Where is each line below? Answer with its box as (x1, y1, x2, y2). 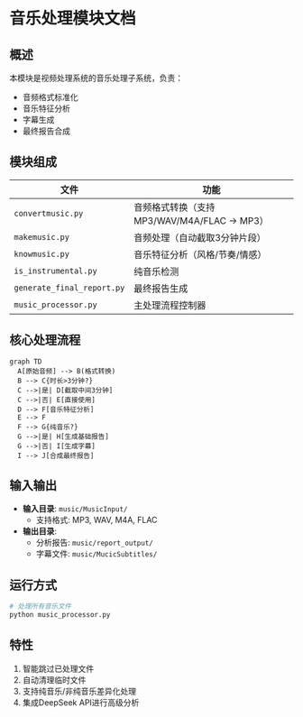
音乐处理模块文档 (9, 8, 137, 29)
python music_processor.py (9, 611, 111, 620)
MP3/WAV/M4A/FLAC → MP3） (133, 214, 269, 226)
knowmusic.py (14, 249, 70, 259)
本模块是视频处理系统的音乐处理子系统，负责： (9, 73, 183, 83)
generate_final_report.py (14, 282, 125, 293)
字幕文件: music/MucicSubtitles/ (35, 548, 158, 559)
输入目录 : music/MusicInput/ (22, 503, 128, 514)
